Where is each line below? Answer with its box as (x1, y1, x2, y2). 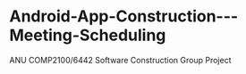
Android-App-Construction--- (9, 6, 239, 27)
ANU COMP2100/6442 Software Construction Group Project (9, 54, 232, 65)
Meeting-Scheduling (9, 25, 166, 45)
